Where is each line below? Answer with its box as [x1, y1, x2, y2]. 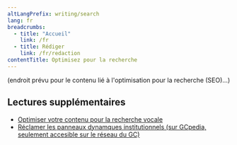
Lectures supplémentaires [7, 96, 126, 108]
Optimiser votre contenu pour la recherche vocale [17, 115, 163, 124]
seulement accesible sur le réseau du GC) [17, 130, 140, 139]
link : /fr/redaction [20, 50, 81, 57]
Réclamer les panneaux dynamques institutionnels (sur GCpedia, [17, 122, 207, 131]
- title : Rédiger [13, 43, 65, 50]
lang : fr [7, 17, 33, 24]
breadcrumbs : [7, 23, 46, 30]
